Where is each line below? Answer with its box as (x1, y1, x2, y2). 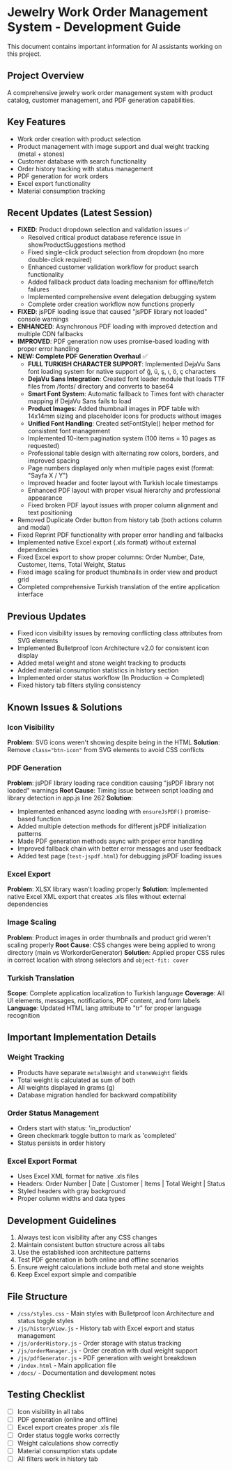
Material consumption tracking (17, 187, 106, 195)
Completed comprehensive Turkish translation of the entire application (17, 583, 220, 591)
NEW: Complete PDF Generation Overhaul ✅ (17, 352, 148, 361)
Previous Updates (7, 610, 86, 622)
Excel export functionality (17, 179, 91, 187)
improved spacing (27, 456, 80, 465)
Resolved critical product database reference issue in (27, 233, 181, 242)
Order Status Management (7, 1108, 100, 1118)
